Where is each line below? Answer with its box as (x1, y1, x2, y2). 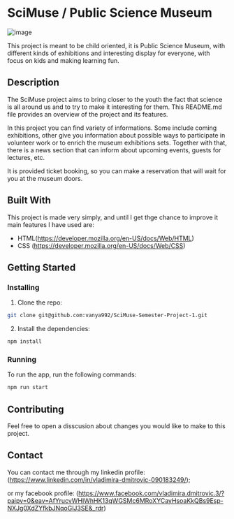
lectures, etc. (7, 153, 45, 161)
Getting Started (7, 261, 76, 273)
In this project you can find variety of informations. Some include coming (7, 124, 217, 132)
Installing (7, 282, 40, 292)
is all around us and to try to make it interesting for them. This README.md (7, 103, 222, 111)
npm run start (7, 384, 49, 391)
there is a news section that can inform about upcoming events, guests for (7, 145, 221, 154)
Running (7, 354, 37, 364)
